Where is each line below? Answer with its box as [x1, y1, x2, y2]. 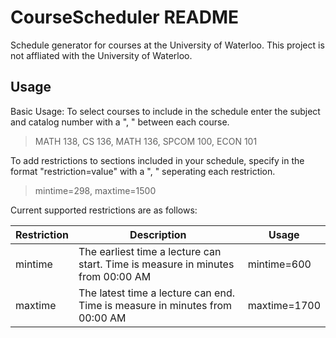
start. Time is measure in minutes [78, 257, 235, 271]
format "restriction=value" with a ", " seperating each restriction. [10, 165, 276, 177]
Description [129, 227, 187, 241]
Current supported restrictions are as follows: [10, 204, 198, 216]
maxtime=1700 [247, 298, 321, 312]
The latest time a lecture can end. [78, 286, 235, 300]
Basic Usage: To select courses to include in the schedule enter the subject [10, 105, 321, 117]
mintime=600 [247, 257, 312, 271]
